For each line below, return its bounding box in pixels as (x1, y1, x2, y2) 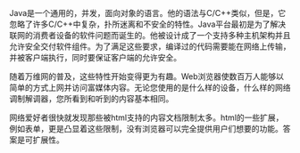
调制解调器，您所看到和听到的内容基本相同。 (9, 93, 174, 104)
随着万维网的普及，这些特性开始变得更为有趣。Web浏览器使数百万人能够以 (9, 71, 284, 82)
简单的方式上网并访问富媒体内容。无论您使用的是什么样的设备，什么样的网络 (9, 83, 291, 93)
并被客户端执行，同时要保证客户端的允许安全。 (9, 52, 181, 62)
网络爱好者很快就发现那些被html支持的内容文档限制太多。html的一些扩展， (9, 112, 284, 123)
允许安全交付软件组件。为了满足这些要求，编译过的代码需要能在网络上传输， (9, 41, 291, 52)
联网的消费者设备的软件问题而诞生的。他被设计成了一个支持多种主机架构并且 (9, 30, 291, 40)
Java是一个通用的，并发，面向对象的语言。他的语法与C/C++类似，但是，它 (9, 8, 287, 18)
